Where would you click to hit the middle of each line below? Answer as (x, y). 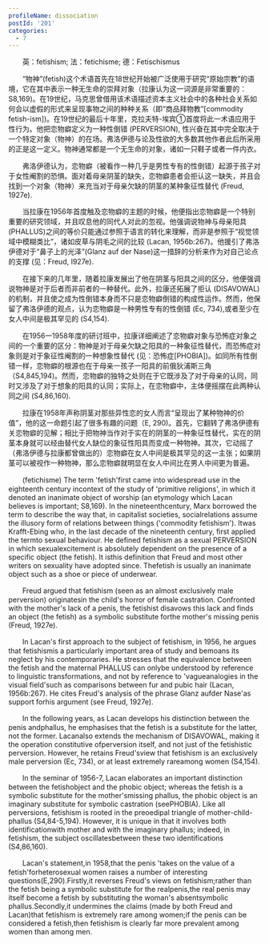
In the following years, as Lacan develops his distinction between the (136, 719)
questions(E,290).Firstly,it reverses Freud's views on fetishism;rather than (130, 881)
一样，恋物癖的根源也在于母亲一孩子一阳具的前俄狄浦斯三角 (113, 366)
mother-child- (230, 813)
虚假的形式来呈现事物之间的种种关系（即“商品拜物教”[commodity (137, 109)
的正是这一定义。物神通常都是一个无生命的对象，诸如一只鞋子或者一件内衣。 (134, 149)
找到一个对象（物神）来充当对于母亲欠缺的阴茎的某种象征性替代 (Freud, (126, 186)
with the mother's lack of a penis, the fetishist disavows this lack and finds (131, 608)
